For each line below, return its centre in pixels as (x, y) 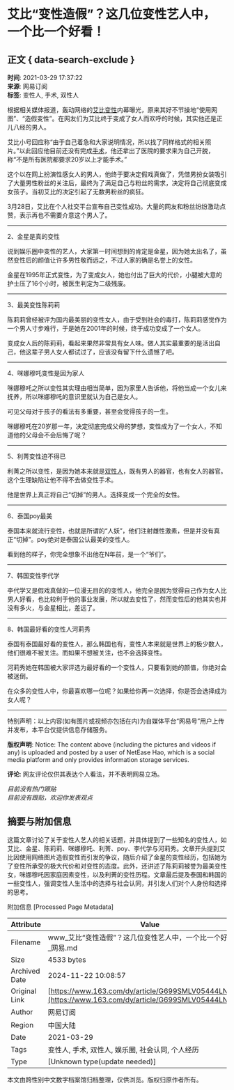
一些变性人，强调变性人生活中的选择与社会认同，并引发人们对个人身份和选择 (117, 883)
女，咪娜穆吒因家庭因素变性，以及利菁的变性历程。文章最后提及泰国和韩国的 (117, 874)
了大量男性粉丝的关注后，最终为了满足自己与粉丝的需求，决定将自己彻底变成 (117, 183)
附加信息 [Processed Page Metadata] (60, 907)
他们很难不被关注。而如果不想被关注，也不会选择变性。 (86, 653)
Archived (25, 971)
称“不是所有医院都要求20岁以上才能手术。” (67, 159)
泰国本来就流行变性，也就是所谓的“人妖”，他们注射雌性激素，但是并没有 (111, 531)
